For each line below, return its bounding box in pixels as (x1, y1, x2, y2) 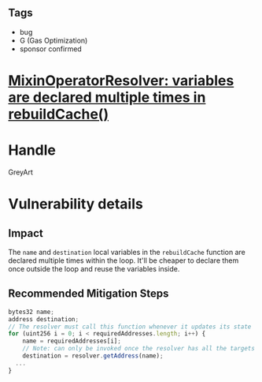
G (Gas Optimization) (19, 36, 88, 45)
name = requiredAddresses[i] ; (22, 337, 122, 346)
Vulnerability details (8, 195, 143, 213)
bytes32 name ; (8, 308, 55, 316)
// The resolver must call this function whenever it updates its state (8, 323, 252, 331)
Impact (8, 227, 43, 240)
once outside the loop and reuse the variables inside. (8, 264, 180, 273)
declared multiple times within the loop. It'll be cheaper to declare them (8, 256, 239, 265)
